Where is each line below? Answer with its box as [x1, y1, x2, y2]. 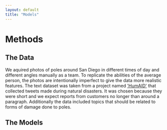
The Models [5, 118, 43, 126]
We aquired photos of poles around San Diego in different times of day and [5, 66, 159, 72]
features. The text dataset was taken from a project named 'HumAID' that [5, 82, 156, 88]
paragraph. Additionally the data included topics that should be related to [5, 98, 156, 104]
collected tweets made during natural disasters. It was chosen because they [5, 88, 162, 94]
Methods [5, 33, 43, 45]
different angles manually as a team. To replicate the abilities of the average [5, 72, 161, 78]
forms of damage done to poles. [5, 103, 71, 110]
